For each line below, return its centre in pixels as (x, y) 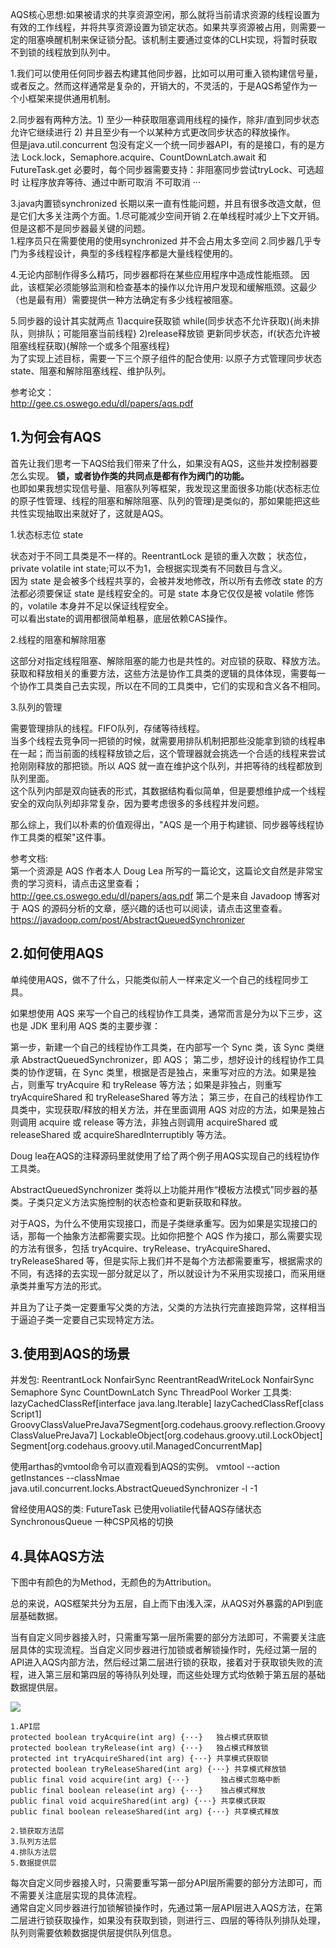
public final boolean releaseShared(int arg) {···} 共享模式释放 (145, 1812)
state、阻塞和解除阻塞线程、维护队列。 (91, 371)
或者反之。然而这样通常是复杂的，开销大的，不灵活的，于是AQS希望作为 (159, 86)
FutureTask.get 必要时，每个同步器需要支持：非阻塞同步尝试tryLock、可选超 (167, 169)
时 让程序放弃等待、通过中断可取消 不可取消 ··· (105, 182)
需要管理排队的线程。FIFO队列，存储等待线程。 (107, 728)
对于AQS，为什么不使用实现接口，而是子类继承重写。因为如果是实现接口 (159, 1223)
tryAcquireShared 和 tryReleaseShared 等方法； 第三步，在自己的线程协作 (162, 1097)
